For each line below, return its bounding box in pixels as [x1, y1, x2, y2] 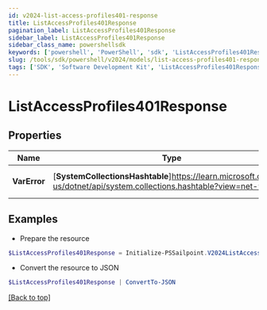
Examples [8, 212, 58, 226]
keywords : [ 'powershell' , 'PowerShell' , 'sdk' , [8, 48, 169, 56]
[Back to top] [8, 293, 51, 302]
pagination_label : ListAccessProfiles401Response [8, 26, 176, 34]
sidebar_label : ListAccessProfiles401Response [8, 33, 165, 42]
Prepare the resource [19, 233, 90, 243]
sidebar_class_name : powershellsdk [8, 41, 126, 49]
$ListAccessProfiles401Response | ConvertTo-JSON [8, 278, 176, 286]
